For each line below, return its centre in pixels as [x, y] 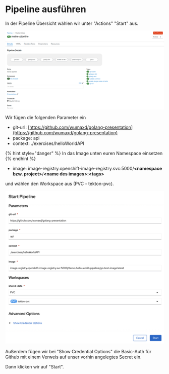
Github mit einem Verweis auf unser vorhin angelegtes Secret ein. [74, 357]
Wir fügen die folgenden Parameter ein [46, 117]
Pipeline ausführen [46, 9]
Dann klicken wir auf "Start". [35, 367]
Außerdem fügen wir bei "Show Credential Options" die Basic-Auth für [78, 352]
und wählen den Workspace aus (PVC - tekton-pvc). [60, 183]
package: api [26, 138]
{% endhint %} [21, 159]
